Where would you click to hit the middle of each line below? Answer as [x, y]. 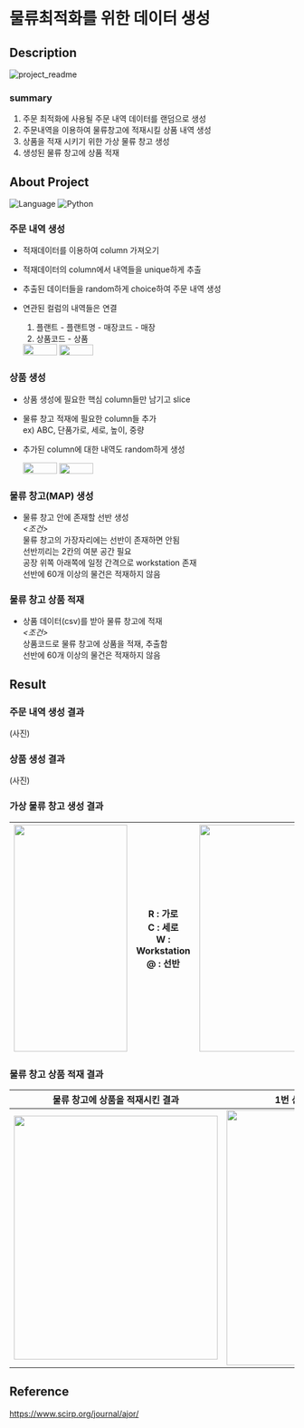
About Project [49, 182]
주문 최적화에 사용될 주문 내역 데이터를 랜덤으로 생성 [114, 119]
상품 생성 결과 [38, 758]
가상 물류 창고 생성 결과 [57, 807]
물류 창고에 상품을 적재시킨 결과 [116, 1100]
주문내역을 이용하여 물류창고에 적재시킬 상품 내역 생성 [117, 130]
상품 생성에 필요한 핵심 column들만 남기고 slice [106, 399]
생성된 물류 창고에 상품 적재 [71, 153]
